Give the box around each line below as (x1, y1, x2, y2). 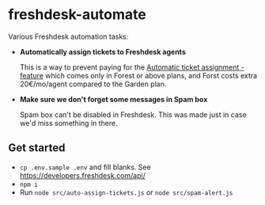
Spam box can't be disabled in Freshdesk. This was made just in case (19, 109, 247, 120)
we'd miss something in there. (19, 118, 118, 127)
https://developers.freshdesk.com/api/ (19, 170, 146, 180)
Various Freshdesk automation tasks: (8, 32, 129, 41)
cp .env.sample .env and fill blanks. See (19, 162, 152, 172)
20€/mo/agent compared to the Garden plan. (19, 79, 167, 89)
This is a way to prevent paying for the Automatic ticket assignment (19, 62, 240, 72)
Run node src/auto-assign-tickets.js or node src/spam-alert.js (19, 188, 233, 197)
